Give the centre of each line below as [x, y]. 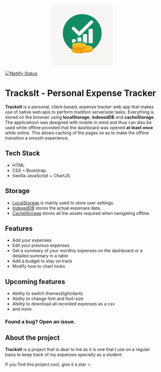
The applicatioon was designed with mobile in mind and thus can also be [78, 122]
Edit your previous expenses [41, 245]
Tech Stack [23, 153]
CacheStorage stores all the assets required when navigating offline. [81, 213]
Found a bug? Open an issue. [40, 322]
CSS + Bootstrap [29, 170]
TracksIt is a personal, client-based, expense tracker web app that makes [80, 107]
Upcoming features [35, 282]
